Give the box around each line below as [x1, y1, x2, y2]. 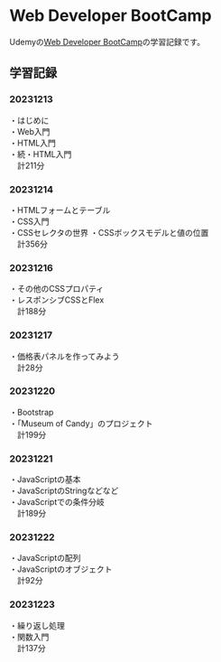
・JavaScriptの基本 [9, 474, 81, 485]
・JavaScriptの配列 [9, 553, 81, 564]
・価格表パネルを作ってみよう [9, 350, 120, 361]
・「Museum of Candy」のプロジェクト [9, 417, 153, 429]
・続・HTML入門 [9, 148, 72, 159]
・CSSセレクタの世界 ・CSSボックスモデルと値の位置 [9, 227, 209, 238]
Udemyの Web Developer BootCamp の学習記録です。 [9, 36, 206, 47]
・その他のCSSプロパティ [9, 284, 105, 294]
